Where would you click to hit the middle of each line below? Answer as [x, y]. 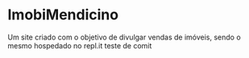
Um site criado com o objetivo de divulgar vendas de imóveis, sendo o [124, 37]
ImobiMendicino [63, 15]
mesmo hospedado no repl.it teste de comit [80, 45]
